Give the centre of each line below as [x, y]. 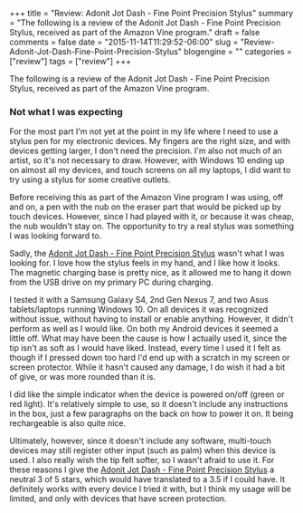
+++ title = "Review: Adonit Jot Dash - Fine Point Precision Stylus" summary [151, 13]
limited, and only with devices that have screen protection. [118, 498]
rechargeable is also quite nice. [68, 423]
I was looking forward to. [56, 236]
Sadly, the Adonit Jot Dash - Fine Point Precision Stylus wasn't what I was [147, 254]
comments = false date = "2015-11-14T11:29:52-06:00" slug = [124, 42]
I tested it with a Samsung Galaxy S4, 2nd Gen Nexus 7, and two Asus [139, 300]
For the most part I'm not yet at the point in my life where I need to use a [144, 131]
